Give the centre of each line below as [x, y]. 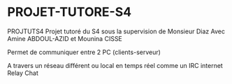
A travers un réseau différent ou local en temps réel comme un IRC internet [115, 65]
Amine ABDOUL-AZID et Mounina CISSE [65, 38]
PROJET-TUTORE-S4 [69, 12]
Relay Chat [23, 73]
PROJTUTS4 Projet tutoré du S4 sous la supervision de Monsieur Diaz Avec [116, 31]
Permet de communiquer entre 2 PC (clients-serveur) [84, 52]
